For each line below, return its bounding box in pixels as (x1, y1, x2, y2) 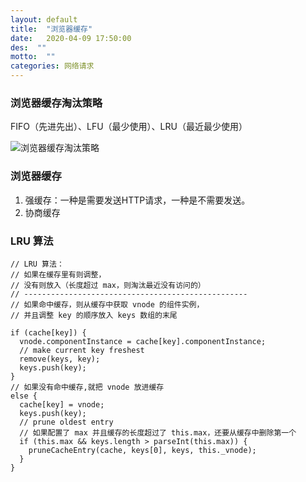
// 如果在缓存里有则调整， (10, 269, 107, 280)
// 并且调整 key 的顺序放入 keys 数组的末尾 (10, 310, 178, 320)
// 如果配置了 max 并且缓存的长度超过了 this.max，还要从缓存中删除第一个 (19, 427, 297, 438)
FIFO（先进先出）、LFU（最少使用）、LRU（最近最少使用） (10, 121, 248, 133)
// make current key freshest (19, 345, 145, 355)
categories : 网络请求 (10, 61, 95, 71)
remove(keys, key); (19, 354, 101, 364)
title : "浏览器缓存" (10, 24, 93, 34)
